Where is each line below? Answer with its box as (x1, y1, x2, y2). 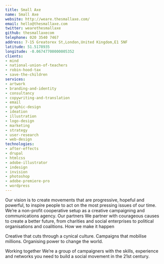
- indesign (5, 165, 28, 170)
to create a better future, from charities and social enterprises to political (5, 218, 154, 224)
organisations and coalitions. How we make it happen (5, 223, 115, 229)
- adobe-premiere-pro (5, 179, 50, 184)
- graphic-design (5, 105, 41, 110)
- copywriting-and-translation (5, 95, 70, 100)
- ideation (5, 109, 28, 115)
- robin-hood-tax (5, 68, 41, 73)
